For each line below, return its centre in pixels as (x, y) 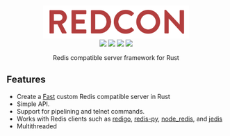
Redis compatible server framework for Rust (116, 58)
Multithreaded (36, 126)
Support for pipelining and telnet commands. (81, 111)
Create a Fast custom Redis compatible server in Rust (93, 96)
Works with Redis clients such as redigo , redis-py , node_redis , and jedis (120, 119)
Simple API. (33, 104)
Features (26, 80)
